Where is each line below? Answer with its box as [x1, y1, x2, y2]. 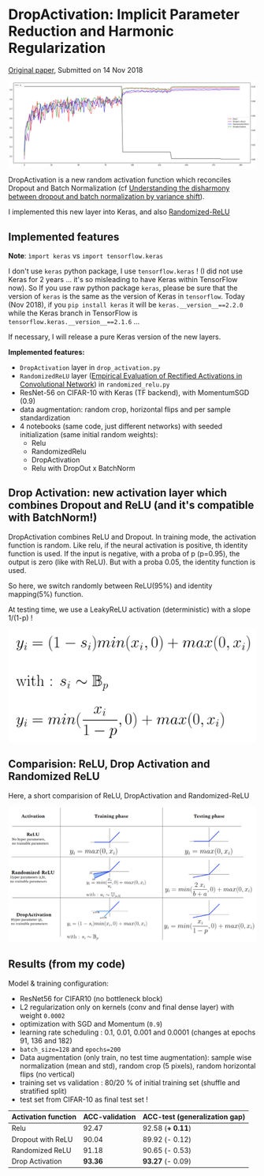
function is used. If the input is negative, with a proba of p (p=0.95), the [8, 548, 240, 558]
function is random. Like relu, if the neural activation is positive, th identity [8, 540, 248, 550]
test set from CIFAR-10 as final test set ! [19, 1095, 148, 1104]
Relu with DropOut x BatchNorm [31, 463, 136, 473]
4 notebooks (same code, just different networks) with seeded [19, 421, 223, 431]
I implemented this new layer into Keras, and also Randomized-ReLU [8, 207, 230, 217]
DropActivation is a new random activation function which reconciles [8, 175, 232, 185]
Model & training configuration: [8, 978, 109, 988]
